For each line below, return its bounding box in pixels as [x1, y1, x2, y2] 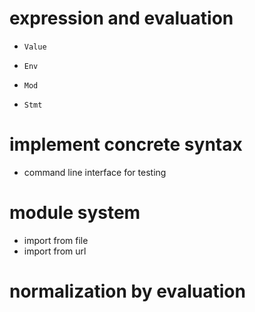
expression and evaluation [9, 7, 234, 30]
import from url [23, 245, 87, 257]
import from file [23, 234, 89, 246]
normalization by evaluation [9, 280, 246, 302]
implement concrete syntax [9, 133, 243, 156]
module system [9, 202, 141, 224]
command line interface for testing [23, 166, 167, 178]
